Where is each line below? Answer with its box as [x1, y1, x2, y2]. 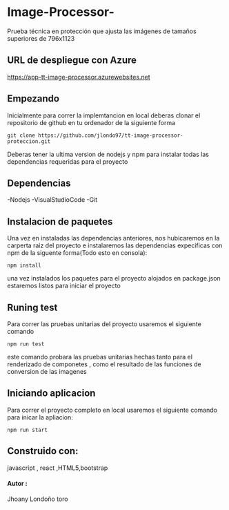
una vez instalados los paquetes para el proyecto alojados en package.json [7, 274, 221, 283]
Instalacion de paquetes [7, 216, 113, 227]
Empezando [7, 93, 60, 104]
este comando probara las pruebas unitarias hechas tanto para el [7, 353, 193, 361]
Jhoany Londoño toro [7, 495, 68, 503]
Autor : [7, 480, 28, 488]
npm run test [7, 341, 45, 348]
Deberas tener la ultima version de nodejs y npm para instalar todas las [7, 150, 209, 158]
